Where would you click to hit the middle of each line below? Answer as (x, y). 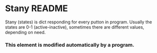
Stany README (37, 9)
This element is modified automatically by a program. (70, 45)
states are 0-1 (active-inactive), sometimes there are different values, (75, 27)
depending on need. (25, 32)
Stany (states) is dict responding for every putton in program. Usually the (79, 22)
